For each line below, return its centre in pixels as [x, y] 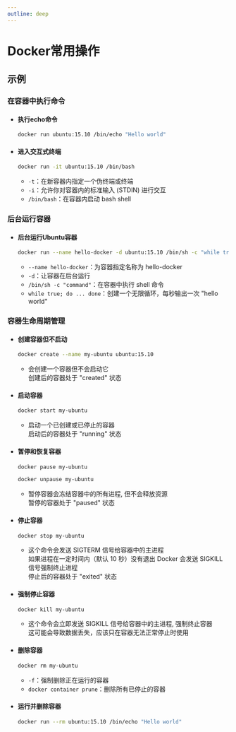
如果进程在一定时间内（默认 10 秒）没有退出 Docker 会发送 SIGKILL [125, 559]
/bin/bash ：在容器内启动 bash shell [80, 199]
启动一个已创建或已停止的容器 [71, 425]
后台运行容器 [29, 219]
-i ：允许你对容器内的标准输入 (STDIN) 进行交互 [97, 190]
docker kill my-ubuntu [51, 609]
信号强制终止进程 [53, 568]
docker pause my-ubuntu [52, 467]
